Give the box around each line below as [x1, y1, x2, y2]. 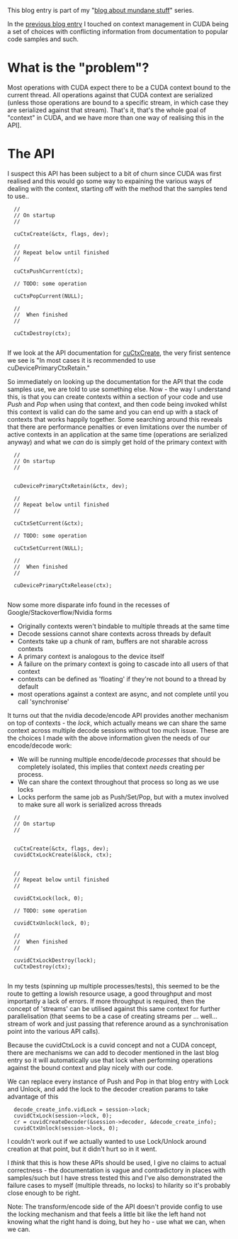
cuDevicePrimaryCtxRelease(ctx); [13, 582, 113, 589]
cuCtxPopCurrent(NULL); [13, 293, 84, 300]
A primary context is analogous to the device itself [17, 652, 165, 660]
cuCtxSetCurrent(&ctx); [13, 520, 84, 527]
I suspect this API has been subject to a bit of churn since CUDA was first [7, 169, 222, 178]
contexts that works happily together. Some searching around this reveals [7, 415, 223, 423]
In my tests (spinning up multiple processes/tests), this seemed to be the [7, 981, 220, 990]
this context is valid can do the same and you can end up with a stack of [7, 408, 218, 416]
